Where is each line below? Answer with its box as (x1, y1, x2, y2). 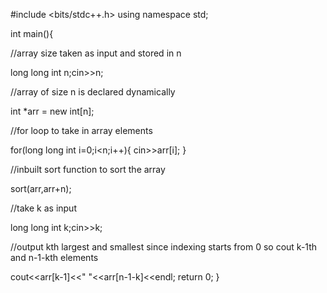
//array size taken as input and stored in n (10, 47, 182, 59)
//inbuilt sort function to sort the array (10, 164, 166, 175)
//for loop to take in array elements (10, 125, 153, 136)
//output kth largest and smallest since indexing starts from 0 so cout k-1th (10, 241, 318, 253)
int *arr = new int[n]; (10, 105, 95, 117)
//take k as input (10, 202, 77, 214)
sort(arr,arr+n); (10, 183, 72, 194)
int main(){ (10, 28, 54, 39)
